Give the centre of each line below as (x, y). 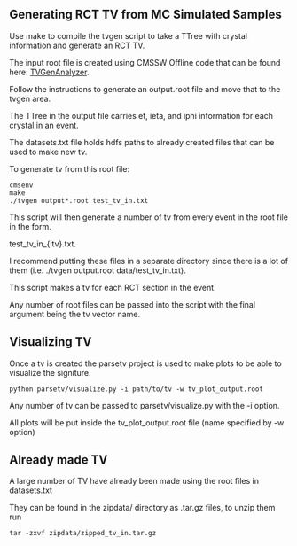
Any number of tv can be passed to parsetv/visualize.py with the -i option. (145, 405)
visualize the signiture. (50, 372)
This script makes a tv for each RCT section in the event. (113, 287)
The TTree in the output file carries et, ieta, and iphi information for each (141, 115)
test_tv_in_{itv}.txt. (43, 244)
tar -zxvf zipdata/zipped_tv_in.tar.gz (83, 534)
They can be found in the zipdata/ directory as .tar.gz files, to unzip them (142, 508)
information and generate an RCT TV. (77, 45)
